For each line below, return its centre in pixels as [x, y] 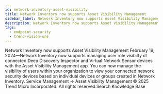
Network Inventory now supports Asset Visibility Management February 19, [80, 50]
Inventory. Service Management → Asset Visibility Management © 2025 [77, 81]
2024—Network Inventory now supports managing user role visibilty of [76, 55]
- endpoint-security [30, 32]
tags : [10, 28]
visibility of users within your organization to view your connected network [80, 71]
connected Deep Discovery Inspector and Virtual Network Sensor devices [79, 61]
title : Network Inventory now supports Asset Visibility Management [76, 14]
